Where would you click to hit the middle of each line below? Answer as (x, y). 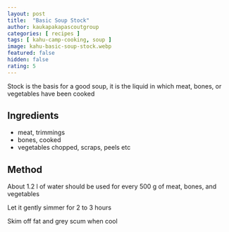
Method (25, 169)
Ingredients (33, 116)
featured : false (31, 53)
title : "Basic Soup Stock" (49, 20)
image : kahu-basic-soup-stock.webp (60, 46)
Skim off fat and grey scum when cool (62, 221)
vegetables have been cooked (51, 94)
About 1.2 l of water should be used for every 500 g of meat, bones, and (112, 186)
